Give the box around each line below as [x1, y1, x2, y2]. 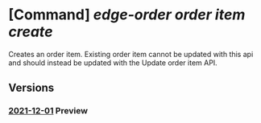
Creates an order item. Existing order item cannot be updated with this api [8, 49, 254, 59]
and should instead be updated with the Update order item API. [8, 58, 217, 68]
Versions [8, 81, 55, 95]
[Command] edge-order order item [8, 6, 246, 24]
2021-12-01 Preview [8, 105, 89, 117]
